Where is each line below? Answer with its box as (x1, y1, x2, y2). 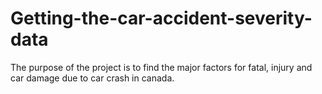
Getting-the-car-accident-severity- (10, 7, 313, 30)
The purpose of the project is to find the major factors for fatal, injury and (10, 61, 313, 73)
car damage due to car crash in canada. (10, 72, 175, 84)
